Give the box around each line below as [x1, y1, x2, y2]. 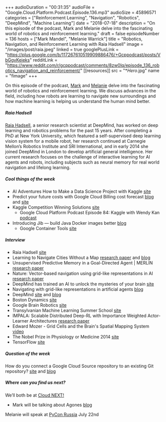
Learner [12, 318, 29, 324]
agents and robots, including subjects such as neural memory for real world [5, 159, 160, 165]
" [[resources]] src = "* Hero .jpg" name [80, 68, 160, 74]
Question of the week [5, 350, 51, 356]
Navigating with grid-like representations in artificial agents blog [12, 286, 144, 292]
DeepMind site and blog [12, 291, 61, 297]
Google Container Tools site [19, 225, 77, 231]
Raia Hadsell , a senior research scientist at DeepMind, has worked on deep [5, 122, 159, 128]
